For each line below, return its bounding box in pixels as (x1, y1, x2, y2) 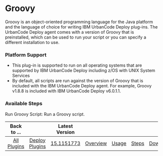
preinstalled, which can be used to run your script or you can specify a (5, 34, 147, 40)
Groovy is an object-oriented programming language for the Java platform (5, 19, 153, 25)
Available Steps (5, 100, 43, 107)
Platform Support (5, 51, 47, 58)
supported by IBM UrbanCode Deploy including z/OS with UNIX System (12, 68, 155, 73)
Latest (58, 123, 73, 129)
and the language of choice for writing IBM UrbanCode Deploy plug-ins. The (5, 24, 158, 29)
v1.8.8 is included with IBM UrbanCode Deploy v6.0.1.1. (12, 88, 121, 94)
